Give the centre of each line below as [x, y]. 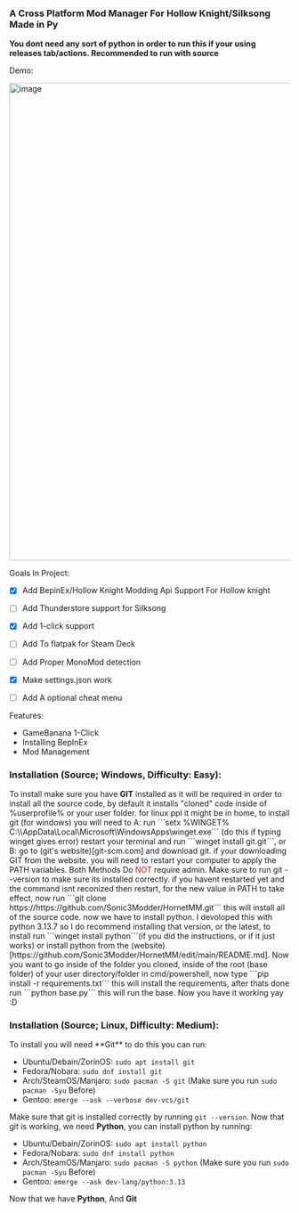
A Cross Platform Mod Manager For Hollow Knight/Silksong [140, 13]
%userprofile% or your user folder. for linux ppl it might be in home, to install [149, 813]
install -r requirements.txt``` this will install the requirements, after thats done [149, 983]
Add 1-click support [58, 626]
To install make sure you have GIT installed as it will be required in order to [145, 794]
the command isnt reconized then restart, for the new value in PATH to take [147, 889]
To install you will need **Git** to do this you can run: [108, 1045]
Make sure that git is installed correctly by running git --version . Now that [147, 1117]
